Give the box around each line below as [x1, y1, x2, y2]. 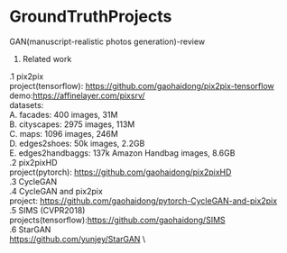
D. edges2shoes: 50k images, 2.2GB [9, 138, 145, 149]
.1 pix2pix [9, 70, 44, 82]
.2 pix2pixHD [9, 157, 58, 167]
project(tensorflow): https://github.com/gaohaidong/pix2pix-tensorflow [9, 80, 275, 91]
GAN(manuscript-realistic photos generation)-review [9, 36, 206, 47]
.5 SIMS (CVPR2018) [9, 204, 86, 215]
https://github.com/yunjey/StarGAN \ [9, 233, 146, 244]
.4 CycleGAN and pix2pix [9, 185, 104, 196]
